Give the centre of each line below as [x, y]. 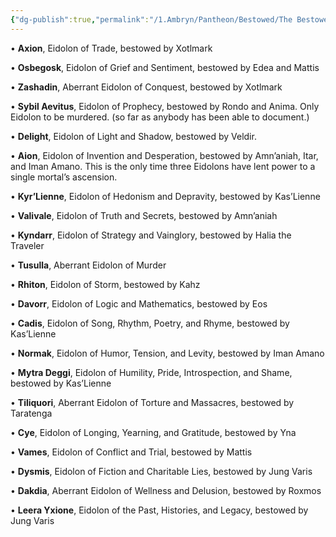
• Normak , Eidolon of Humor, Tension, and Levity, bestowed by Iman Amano [167, 353]
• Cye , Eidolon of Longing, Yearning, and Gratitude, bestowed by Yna [153, 432]
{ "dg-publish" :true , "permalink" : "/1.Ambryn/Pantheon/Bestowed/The [151, 19]
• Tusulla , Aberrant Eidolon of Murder [88, 265]
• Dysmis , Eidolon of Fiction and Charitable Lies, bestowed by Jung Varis [161, 471]
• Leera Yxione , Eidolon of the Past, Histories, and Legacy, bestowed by [159, 510]
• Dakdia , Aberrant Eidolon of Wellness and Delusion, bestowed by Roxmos [166, 490]
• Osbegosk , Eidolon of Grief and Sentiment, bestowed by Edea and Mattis [165, 67]
